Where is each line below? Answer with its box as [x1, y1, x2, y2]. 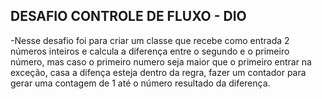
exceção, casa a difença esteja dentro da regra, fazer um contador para [10, 66, 307, 78]
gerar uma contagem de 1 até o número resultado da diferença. [10, 77, 271, 89]
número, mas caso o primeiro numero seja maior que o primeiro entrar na [10, 55, 312, 68]
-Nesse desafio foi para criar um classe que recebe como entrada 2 [10, 34, 290, 46]
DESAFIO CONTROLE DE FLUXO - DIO [10, 8, 247, 25]
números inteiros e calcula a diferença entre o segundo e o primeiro [10, 45, 290, 57]
